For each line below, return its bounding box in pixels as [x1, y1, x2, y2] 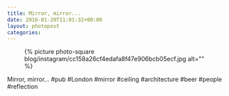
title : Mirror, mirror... [7, 10, 81, 17]
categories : [7, 29, 41, 36]
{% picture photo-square [24, 48, 95, 56]
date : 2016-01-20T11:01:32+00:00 [7, 16, 103, 23]
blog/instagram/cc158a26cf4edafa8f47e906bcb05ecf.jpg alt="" [24, 55, 204, 63]
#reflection [7, 82, 38, 91]
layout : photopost [7, 22, 60, 29]
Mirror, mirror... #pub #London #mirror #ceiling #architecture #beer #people [7, 76, 222, 84]
